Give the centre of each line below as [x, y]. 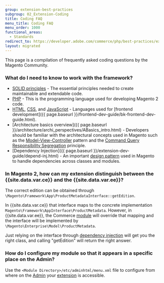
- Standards [22, 37]
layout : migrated [23, 46]
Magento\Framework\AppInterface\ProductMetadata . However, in [68, 210]
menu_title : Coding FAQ [29, 23]
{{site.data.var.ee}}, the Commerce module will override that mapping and [79, 216]
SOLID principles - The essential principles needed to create [73, 88]
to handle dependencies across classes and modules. [66, 161]
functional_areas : [24, 32]
